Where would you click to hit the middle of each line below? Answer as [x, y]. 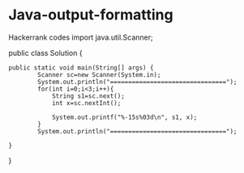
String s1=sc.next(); [88, 96]
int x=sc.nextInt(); [86, 103]
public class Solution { [45, 53]
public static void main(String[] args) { [81, 68]
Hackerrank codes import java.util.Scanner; [81, 37]
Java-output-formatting [91, 15]
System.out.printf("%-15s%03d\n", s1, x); [124, 117]
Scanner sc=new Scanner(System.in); [99, 74]
